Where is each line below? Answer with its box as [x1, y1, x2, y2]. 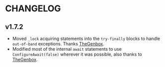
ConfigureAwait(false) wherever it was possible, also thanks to [12, 51, 142, 57]
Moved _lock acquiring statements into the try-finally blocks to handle [12, 35, 161, 41]
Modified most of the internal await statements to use [12, 46, 122, 52]
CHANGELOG [5, 3, 61, 14]
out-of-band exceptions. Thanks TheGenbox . [12, 41, 105, 47]
